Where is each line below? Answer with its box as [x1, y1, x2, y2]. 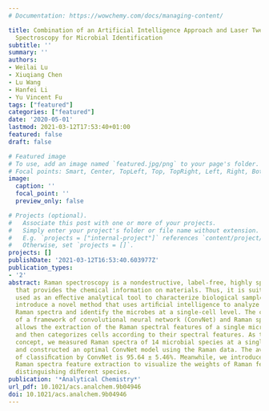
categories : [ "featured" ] [8, 108, 94, 116]
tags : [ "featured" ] [8, 101, 74, 109]
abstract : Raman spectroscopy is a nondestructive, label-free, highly [8, 278, 252, 287]
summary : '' [8, 49, 48, 57]
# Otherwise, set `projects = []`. [8, 241, 134, 249]
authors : [8, 56, 38, 64]
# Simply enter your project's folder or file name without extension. [8, 226, 260, 235]
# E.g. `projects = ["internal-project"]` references [8, 234, 199, 242]
